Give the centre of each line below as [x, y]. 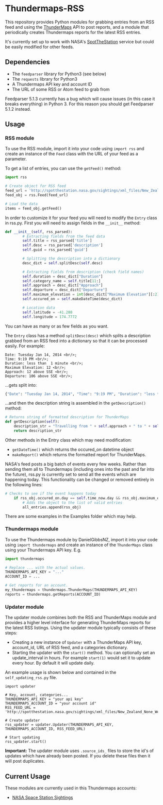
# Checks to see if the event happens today [51, 494]
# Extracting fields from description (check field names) [83, 272]
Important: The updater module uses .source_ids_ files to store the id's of [80, 751]
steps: [11, 633]
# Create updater [23, 720]
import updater [20, 686]
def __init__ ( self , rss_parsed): [39, 232]
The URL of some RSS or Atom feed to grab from [61, 89]
